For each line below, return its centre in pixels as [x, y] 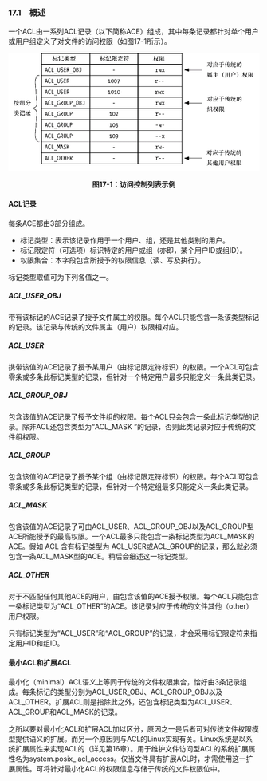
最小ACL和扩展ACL [40, 663]
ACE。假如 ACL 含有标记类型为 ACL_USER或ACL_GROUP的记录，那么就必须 [133, 546]
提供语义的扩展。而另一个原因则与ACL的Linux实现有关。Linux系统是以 [130, 739]
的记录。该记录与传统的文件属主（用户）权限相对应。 [96, 327]
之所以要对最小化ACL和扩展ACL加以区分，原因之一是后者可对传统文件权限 [130, 728]
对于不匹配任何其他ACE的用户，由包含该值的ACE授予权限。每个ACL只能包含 [133, 596]
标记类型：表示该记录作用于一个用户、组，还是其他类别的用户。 [124, 240]
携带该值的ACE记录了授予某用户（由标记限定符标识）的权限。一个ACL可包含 [134, 367]
